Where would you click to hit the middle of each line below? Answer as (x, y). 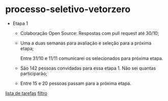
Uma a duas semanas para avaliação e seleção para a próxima (86, 43)
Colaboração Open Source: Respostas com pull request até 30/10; (90, 33)
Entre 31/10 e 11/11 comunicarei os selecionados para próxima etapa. (92, 58)
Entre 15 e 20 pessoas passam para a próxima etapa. (76, 83)
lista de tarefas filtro (26, 93)
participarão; (34, 73)
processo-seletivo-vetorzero (68, 9)
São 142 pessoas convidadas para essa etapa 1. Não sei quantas (88, 68)
